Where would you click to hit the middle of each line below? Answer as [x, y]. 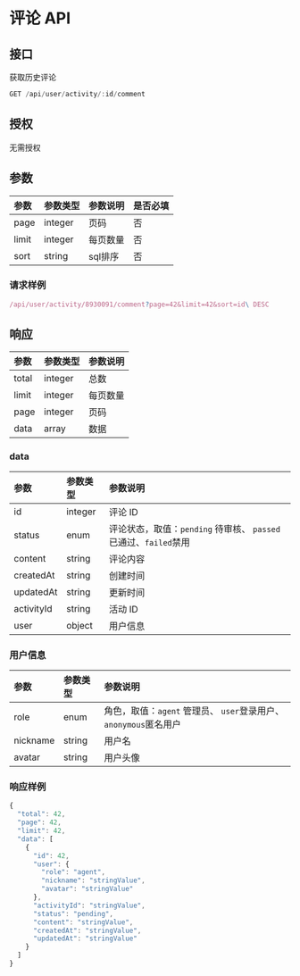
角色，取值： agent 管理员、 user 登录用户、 [194, 711]
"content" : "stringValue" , [83, 922]
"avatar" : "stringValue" [87, 889]
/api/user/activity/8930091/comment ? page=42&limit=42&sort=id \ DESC [139, 304]
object [80, 625]
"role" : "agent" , [73, 872]
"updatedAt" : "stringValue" [85, 938]
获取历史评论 [33, 77]
